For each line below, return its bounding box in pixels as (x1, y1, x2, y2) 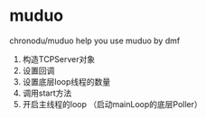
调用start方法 (22, 87, 72, 98)
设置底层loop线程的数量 (22, 76, 111, 86)
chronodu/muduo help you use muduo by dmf (9, 35, 181, 46)
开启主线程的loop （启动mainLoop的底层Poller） (22, 98, 203, 109)
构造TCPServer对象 (22, 53, 96, 64)
